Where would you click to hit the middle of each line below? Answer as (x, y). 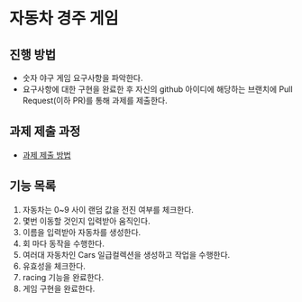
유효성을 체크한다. (54, 266)
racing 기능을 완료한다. (63, 277)
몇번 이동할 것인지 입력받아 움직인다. (86, 221)
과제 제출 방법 (46, 155)
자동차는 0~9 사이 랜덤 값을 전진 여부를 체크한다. (108, 209)
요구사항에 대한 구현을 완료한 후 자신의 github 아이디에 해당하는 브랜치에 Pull (157, 89)
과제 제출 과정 (45, 132)
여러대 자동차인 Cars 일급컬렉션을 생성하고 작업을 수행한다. (126, 254)
